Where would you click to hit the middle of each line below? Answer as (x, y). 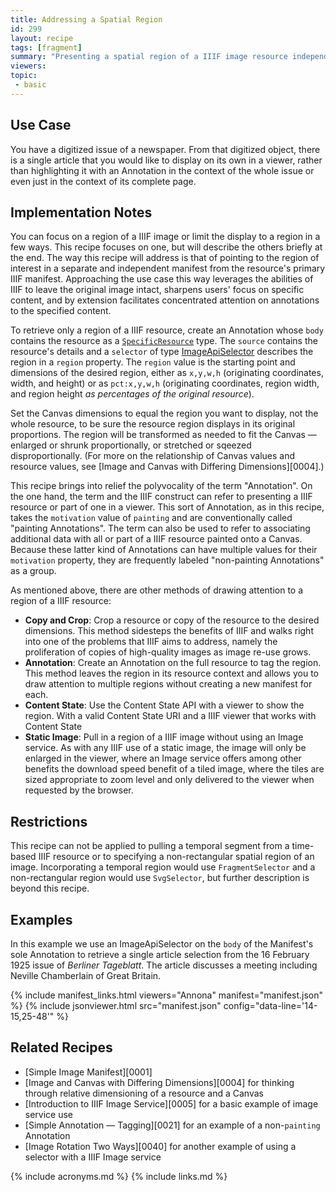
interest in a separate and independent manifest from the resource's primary (168, 268)
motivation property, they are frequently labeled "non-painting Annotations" (167, 560)
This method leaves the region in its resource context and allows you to (171, 673)
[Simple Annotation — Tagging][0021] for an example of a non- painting (172, 1125)
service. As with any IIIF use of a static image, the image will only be (165, 748)
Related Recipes (61, 1047)
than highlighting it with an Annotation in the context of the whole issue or (162, 170)
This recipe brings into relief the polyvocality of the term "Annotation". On (161, 486)
